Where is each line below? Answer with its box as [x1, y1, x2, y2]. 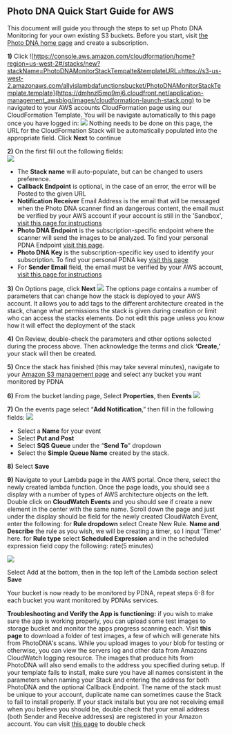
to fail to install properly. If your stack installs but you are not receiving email [7, 698, 224, 706]
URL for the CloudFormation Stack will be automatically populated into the [7, 126, 217, 134]
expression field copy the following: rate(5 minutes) [7, 541, 154, 550]
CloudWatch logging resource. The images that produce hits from [7, 653, 194, 662]
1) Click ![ [7, 52, 35, 60]
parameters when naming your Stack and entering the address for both [7, 676, 209, 684]
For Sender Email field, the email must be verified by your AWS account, [17, 263, 224, 271]
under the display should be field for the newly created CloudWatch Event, [7, 512, 219, 521]
